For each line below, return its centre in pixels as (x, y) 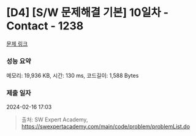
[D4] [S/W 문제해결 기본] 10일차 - (88, 13)
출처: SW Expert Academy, (55, 119)
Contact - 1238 (45, 26)
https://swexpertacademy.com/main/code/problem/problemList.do (106, 126)
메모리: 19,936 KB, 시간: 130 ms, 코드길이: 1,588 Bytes (73, 76)
